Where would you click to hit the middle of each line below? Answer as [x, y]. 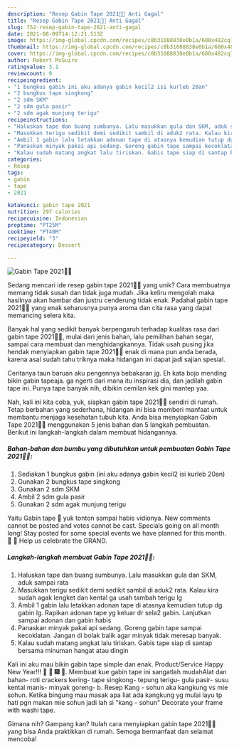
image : [17, 41]
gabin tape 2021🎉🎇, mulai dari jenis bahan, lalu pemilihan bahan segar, [111, 337]
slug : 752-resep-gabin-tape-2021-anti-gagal [74, 27]
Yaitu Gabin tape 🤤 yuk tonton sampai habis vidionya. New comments [109, 518]
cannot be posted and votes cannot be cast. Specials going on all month [113, 526]
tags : [15, 172]
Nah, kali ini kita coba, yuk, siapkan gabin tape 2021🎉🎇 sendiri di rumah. [113, 402]
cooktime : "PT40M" [34, 232]
